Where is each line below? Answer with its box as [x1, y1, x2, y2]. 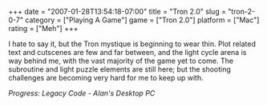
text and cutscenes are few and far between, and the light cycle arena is [8, 48, 247, 57]
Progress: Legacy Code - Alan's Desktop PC [8, 88, 156, 98]
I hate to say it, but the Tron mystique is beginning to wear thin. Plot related [8, 39, 257, 49]
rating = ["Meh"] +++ [8, 24, 79, 33]
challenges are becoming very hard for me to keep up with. [8, 73, 204, 82]
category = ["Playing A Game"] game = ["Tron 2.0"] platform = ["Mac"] [25, 15, 260, 25]
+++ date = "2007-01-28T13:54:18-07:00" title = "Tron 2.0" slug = [8, 7, 227, 16]
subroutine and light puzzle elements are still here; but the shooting [8, 65, 231, 74]
